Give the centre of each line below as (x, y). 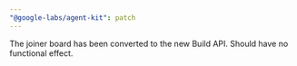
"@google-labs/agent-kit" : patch (73, 18)
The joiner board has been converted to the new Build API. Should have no (149, 43)
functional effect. (41, 53)
